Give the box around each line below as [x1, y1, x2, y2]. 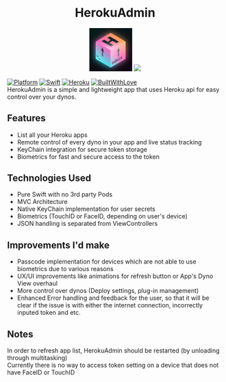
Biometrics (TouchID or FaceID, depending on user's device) [16, 212, 188, 220]
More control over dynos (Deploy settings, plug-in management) [16, 287, 199, 295]
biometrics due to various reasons [16, 265, 114, 273]
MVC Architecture [16, 198, 68, 206]
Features [7, 112, 46, 124]
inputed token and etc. [16, 309, 81, 317]
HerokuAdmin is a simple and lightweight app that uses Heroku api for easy [7, 85, 220, 93]
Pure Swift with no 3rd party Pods [16, 190, 113, 199]
